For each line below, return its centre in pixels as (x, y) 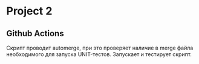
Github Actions (35, 34)
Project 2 (29, 11)
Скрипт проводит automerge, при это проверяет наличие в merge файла (100, 48)
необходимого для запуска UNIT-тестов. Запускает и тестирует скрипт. (99, 54)
